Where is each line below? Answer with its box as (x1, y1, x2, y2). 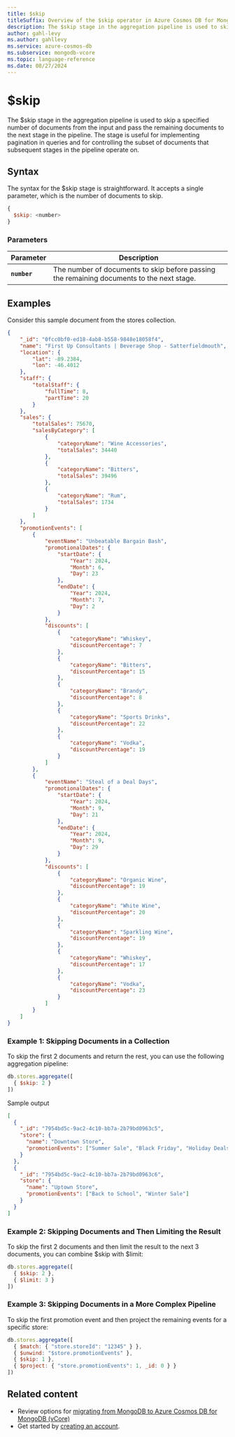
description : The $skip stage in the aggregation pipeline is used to (7, 23, 218, 30)
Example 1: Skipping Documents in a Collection (7, 1036, 170, 1046)
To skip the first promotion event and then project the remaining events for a (7, 1315, 227, 1324)
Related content (7, 1388, 78, 1401)
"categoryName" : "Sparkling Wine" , (69, 929, 173, 936)
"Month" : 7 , (69, 596, 105, 603)
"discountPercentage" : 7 (69, 642, 142, 649)
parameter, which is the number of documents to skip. (7, 192, 163, 200)
